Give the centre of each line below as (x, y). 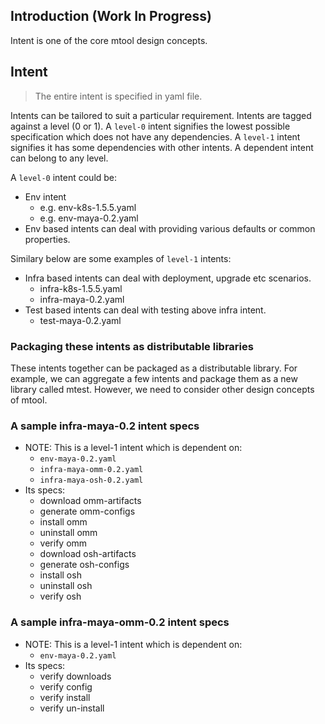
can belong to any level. (59, 158)
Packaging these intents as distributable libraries (132, 346)
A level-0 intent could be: (64, 177)
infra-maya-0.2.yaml (82, 299)
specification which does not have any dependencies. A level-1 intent (155, 136)
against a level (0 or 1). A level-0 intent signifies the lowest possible (150, 126)
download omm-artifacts (90, 501)
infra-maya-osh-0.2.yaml (91, 480)
